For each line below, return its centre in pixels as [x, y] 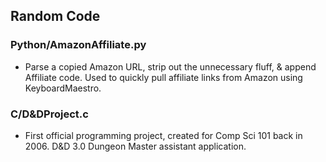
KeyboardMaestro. [63, 88]
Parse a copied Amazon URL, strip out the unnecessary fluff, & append [170, 66]
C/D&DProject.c [49, 114]
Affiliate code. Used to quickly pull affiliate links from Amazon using [163, 77]
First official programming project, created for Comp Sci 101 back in [163, 135]
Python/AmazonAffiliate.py [78, 45]
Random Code [55, 16]
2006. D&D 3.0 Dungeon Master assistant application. [135, 146]
